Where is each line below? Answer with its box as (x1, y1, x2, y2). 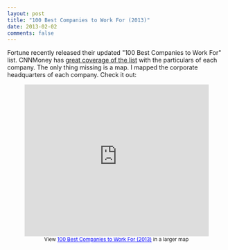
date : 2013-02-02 (7, 23, 58, 30)
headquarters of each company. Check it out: (7, 71, 137, 79)
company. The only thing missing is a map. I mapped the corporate (7, 63, 198, 72)
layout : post (7, 10, 45, 17)
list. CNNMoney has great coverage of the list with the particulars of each (7, 56, 218, 65)
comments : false (7, 29, 54, 37)
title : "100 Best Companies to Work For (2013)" (7, 17, 150, 24)
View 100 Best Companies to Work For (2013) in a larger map (44, 236, 189, 243)
